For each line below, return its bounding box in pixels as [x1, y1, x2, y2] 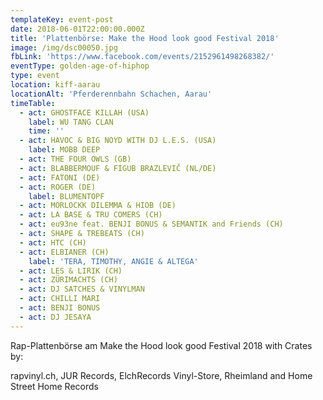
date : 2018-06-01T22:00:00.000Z [10, 24, 145, 34]
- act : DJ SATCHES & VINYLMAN [19, 284, 145, 295]
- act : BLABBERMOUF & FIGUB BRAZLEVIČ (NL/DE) [19, 163, 217, 173]
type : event [10, 71, 60, 81]
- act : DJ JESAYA [19, 312, 92, 322]
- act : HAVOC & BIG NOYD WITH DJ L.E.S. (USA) [19, 136, 217, 146]
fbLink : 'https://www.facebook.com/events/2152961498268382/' [10, 52, 275, 62]
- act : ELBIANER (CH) [19, 247, 110, 257]
